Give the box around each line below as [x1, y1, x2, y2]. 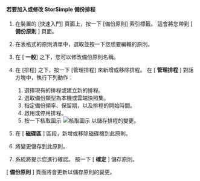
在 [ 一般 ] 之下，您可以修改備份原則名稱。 [15, 53, 119, 61]
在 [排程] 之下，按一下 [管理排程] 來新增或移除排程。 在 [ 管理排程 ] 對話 [15, 67, 194, 74]
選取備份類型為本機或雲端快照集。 [24, 94, 109, 102]
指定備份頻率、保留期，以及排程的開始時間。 [24, 102, 136, 109]
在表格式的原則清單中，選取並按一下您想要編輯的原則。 [15, 41, 153, 48]
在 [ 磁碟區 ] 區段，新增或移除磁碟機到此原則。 [15, 130, 131, 137]
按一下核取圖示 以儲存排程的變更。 [24, 117, 140, 124]
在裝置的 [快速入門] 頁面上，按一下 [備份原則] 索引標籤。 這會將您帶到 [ [15, 20, 193, 27]
